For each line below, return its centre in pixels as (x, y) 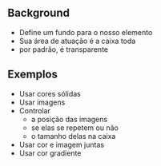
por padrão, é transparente (64, 49)
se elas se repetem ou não (75, 128)
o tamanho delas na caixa (73, 136)
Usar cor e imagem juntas (62, 144)
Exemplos (32, 75)
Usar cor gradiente (50, 153)
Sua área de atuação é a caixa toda (77, 41)
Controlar (35, 110)
